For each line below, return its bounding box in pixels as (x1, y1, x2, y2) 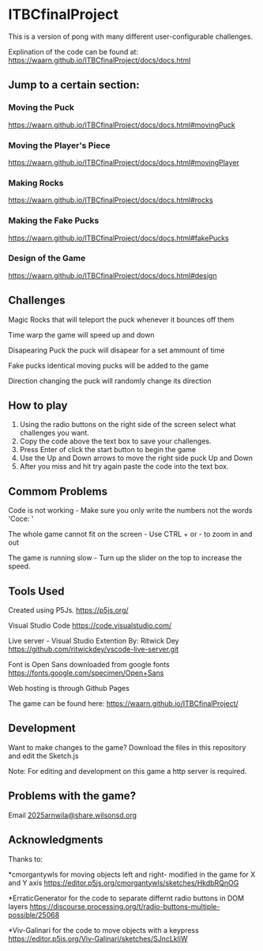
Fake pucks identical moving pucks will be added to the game (8, 360, 209, 370)
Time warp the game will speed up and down (8, 330, 156, 339)
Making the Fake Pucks (8, 215, 100, 226)
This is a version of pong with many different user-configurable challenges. (8, 32, 254, 41)
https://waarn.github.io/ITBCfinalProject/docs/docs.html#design (8, 270, 217, 280)
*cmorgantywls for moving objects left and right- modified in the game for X (8, 870, 256, 879)
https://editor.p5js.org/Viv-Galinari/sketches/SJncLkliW (8, 934, 188, 943)
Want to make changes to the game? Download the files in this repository (8, 742, 246, 752)
